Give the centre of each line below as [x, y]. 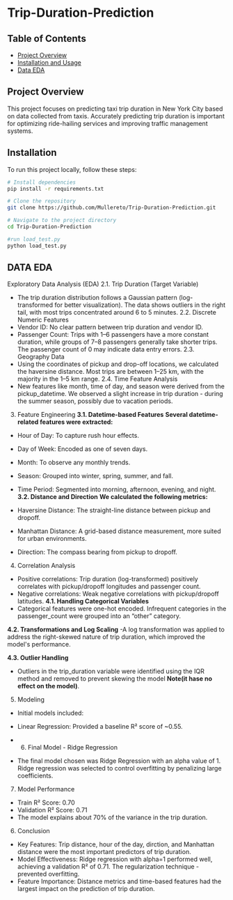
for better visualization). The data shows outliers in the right [140, 305]
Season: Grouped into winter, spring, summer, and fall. [95, 476]
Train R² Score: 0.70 [46, 803]
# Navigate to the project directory [62, 221]
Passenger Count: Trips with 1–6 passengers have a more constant [113, 335]
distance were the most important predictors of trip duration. [104, 852]
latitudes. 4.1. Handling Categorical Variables [83, 601]
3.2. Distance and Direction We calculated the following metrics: [112, 497]
